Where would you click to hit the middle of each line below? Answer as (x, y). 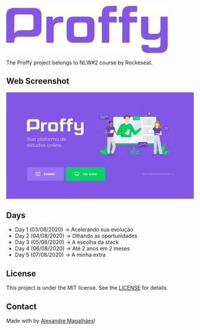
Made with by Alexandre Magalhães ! (51, 321)
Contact (21, 307)
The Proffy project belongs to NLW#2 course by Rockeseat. (79, 63)
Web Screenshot (38, 81)
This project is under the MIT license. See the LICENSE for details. (87, 288)
